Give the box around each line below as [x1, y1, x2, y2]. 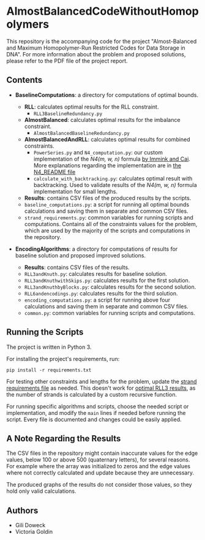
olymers [6, 17, 50, 31]
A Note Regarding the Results [6, 433, 121, 444]
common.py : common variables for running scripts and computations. [24, 309, 196, 316]
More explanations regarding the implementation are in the [33, 161, 182, 169]
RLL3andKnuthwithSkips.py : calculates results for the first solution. [24, 276, 190, 284]
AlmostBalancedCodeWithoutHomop [6, 4, 199, 18]
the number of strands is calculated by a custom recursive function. [6, 390, 177, 398]
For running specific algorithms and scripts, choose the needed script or [6, 403, 189, 410]
